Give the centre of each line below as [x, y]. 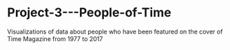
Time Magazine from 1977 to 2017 [55, 38]
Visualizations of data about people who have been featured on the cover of [115, 32]
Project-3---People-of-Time [89, 13]
